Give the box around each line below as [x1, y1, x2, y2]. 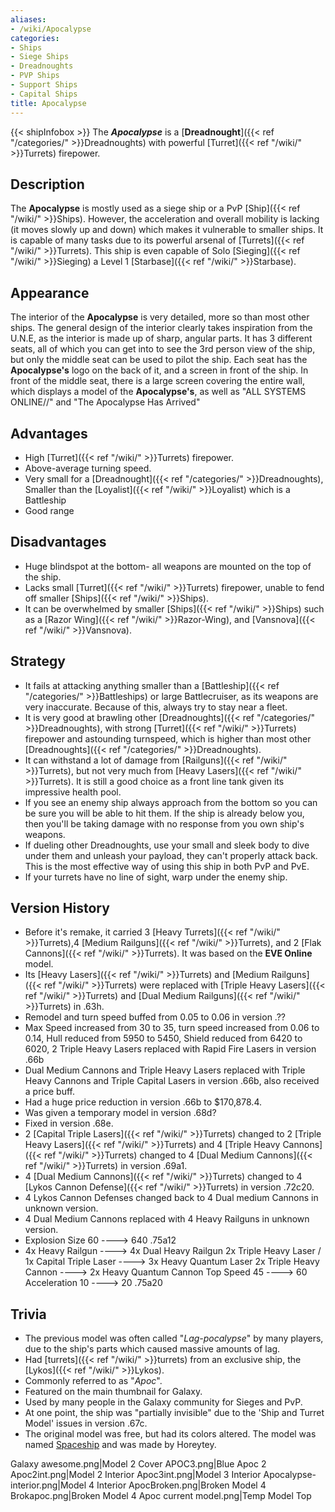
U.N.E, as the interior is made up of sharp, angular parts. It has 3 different [10, 332, 313, 345]
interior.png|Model [10, 1479, 87, 1491]
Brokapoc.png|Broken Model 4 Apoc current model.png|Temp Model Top [10, 1490, 312, 1502]
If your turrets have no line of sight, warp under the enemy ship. [24, 871, 288, 883]
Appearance [10, 284, 90, 301]
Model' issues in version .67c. [24, 1417, 148, 1430]
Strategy [10, 653, 66, 670]
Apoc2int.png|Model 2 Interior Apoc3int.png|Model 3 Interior [10, 1469, 262, 1481]
